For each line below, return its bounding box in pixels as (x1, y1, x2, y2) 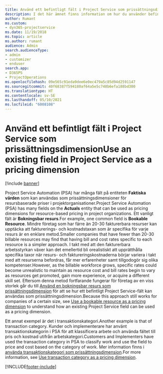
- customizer (5, 57, 32, 62)
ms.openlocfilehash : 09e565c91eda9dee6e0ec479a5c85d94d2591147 (5, 79, 136, 84)
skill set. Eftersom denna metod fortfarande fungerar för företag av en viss (5, 278, 154, 284)
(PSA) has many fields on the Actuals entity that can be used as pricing (5, 205, 148, 211)
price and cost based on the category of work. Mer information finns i (5, 344, 145, 350)
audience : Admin (5, 43, 38, 48)
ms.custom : (5, 20, 27, 26)
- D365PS (5, 71, 23, 75)
